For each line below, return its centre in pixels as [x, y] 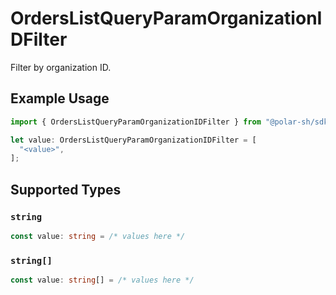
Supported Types [66, 189]
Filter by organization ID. [61, 67]
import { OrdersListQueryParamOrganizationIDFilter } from [136, 122]
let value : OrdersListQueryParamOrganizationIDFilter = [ [133, 140]
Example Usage [60, 98]
